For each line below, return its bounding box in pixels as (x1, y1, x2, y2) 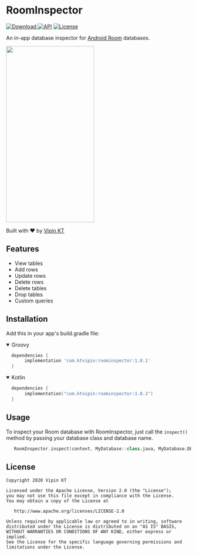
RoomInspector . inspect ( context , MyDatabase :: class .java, (13, 446, 157, 452)
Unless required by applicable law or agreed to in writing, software (6, 519, 182, 524)
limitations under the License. (6, 544, 85, 550)
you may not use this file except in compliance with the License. (6, 493, 175, 499)
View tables (14, 260, 43, 267)
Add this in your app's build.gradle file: (6, 329, 100, 337)
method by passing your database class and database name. (6, 434, 154, 441)
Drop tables (14, 291, 43, 298)
